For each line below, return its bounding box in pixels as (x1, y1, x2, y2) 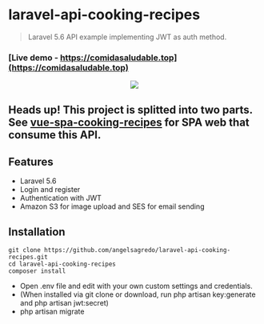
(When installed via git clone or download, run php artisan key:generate (19, 290, 256, 299)
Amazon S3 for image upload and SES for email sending (19, 202, 205, 211)
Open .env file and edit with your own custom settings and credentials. (19, 282, 254, 291)
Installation (8, 225, 66, 238)
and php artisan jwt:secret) (19, 298, 110, 308)
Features (8, 155, 54, 169)
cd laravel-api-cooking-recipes (8, 260, 116, 269)
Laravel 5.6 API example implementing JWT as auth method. (27, 32, 227, 42)
